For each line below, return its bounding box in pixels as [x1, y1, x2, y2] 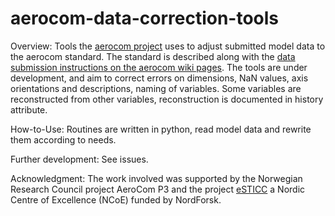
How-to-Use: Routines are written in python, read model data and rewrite [10, 123, 312, 135]
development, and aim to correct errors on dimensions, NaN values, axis [10, 72, 309, 84]
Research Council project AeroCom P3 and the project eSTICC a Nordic [10, 183, 306, 195]
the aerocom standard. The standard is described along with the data [10, 50, 296, 62]
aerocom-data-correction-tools [10, 7, 280, 30]
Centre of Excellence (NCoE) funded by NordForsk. [10, 193, 222, 206]
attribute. [10, 103, 48, 116]
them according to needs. [10, 133, 117, 146]
